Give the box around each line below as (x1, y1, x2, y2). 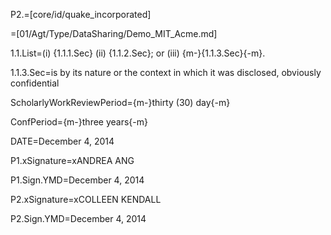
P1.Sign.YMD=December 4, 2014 (10, 174, 145, 186)
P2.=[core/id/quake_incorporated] (10, 9, 152, 20)
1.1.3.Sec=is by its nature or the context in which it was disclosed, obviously (10, 67, 322, 78)
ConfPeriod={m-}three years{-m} (10, 116, 148, 128)
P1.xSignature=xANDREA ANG (10, 155, 135, 166)
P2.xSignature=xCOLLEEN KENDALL (10, 194, 162, 205)
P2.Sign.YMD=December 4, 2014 (10, 213, 147, 224)
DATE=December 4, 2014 (10, 135, 115, 147)
